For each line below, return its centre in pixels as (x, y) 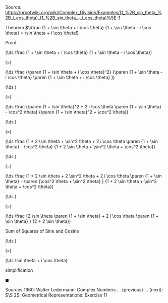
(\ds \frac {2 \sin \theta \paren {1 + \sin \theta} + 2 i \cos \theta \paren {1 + (82, 216)
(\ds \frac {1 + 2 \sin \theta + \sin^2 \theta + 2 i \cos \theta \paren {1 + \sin (81, 141)
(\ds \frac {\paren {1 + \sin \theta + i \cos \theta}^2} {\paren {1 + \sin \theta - (84, 72)
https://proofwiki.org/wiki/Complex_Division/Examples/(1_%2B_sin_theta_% (84, 13)
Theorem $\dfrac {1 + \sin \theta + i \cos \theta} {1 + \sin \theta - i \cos (78, 28)
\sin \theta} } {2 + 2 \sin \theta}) (38, 221)
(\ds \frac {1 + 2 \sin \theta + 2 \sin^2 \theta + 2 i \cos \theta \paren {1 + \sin (83, 176)
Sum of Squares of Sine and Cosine (42, 231)
